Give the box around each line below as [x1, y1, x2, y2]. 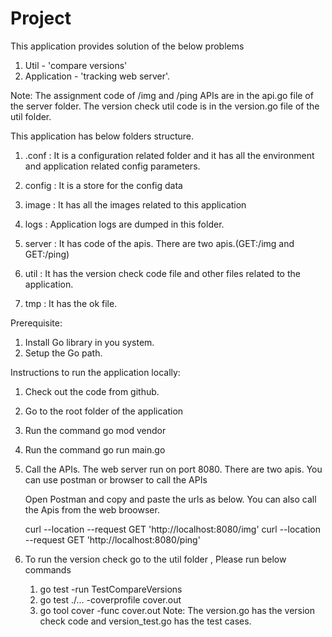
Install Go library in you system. [24, 336, 155, 348]
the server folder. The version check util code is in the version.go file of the [10, 100, 320, 112]
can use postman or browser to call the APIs [24, 473, 208, 486]
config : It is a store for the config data [24, 179, 183, 191]
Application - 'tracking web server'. [24, 70, 171, 82]
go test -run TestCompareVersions [39, 583, 183, 595]
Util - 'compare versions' [24, 59, 128, 71]
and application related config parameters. [24, 160, 201, 172]
